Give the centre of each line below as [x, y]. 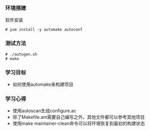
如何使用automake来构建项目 [43, 84]
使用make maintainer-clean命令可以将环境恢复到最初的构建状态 [79, 123]
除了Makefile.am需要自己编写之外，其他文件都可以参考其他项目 [79, 117]
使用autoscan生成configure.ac [44, 111]
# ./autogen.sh [21, 54]
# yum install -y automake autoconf [44, 30]
